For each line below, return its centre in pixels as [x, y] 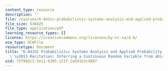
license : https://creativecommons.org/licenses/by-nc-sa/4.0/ [71, 38]
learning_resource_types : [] [35, 33]
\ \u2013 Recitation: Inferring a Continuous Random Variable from [81, 56]
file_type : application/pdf [34, 28]
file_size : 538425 [24, 24]
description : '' [22, 14]
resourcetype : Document [30, 47]
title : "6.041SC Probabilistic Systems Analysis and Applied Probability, [85, 51]
